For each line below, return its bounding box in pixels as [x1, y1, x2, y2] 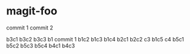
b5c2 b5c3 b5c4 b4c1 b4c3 [6, 42, 75, 49]
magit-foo [6, 4, 57, 18]
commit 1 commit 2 [6, 24, 53, 31]
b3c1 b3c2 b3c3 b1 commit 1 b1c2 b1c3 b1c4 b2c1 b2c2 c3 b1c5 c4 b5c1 [6, 35, 185, 43]
